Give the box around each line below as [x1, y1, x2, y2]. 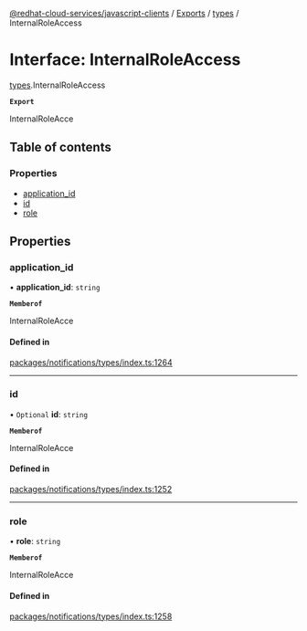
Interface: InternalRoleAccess [9, 49, 241, 70]
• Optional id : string [9, 408, 89, 419]
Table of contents [9, 140, 111, 155]
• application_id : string [9, 282, 101, 293]
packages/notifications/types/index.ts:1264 [9, 356, 174, 368]
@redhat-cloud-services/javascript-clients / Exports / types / [9, 8, 239, 18]
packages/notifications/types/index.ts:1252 [9, 484, 173, 495]
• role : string [9, 536, 61, 547]
